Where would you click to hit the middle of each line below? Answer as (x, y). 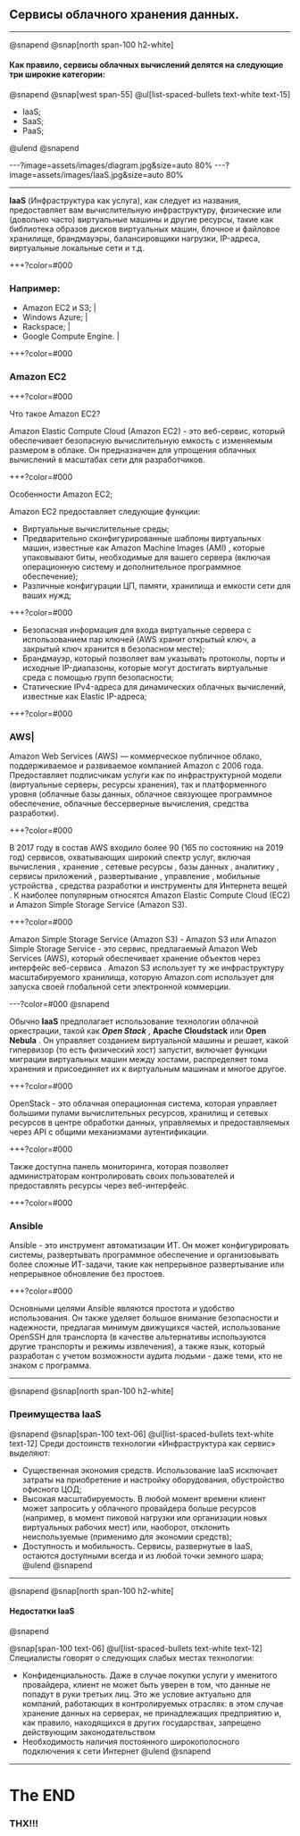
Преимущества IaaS (55, 1414)
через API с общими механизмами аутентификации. (109, 1132)
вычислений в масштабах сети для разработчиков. (107, 459)
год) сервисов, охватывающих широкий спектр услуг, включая (130, 857)
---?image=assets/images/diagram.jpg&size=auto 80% (111, 165)
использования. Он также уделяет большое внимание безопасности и (144, 1318)
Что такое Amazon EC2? (55, 414)
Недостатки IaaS (42, 1611)
